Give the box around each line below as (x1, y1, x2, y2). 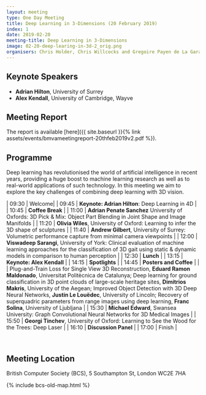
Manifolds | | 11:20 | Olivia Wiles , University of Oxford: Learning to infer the (6, 220, 196, 227)
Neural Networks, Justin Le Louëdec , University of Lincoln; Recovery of (6, 292, 189, 299)
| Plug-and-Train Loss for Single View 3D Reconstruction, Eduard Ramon (6, 265, 191, 273)
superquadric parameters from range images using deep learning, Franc (6, 298, 189, 305)
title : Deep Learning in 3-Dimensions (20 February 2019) (6, 20, 158, 26)
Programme (6, 152, 53, 163)
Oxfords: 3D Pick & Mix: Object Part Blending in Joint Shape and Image (6, 213, 186, 220)
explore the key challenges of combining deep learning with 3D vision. (6, 188, 184, 196)
